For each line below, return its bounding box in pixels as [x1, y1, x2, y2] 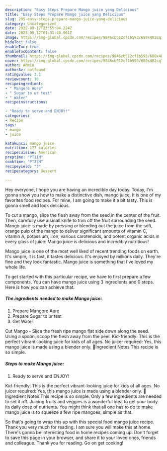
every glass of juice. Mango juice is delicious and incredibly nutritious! [5, 238, 149, 244]
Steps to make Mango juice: [5, 361, 65, 367]
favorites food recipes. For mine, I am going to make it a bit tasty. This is [5, 197, 153, 203]
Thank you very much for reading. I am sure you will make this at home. [5, 424, 152, 430]
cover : [5, 58, 19, 63]
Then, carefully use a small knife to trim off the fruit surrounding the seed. [5, 217, 157, 223]
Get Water [12, 319, 33, 325]
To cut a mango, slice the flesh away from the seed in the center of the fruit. [5, 212, 161, 218]
